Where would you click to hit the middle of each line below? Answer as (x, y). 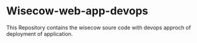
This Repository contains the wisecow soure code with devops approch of (99, 27)
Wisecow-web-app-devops (77, 11)
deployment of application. (40, 33)
